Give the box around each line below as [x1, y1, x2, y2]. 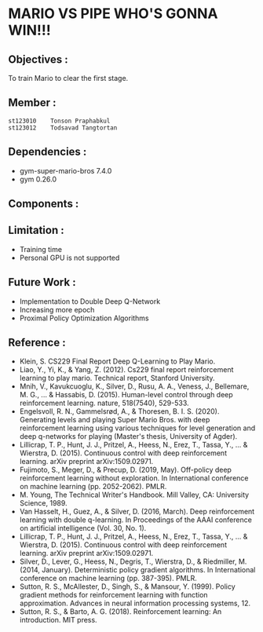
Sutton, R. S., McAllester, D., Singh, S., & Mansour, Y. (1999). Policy [19, 582, 236, 591]
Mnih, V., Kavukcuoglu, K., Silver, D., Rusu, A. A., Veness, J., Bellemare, [19, 382, 250, 391]
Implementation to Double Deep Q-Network [19, 296, 161, 306]
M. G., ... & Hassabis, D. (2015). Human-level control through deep [19, 390, 233, 400]
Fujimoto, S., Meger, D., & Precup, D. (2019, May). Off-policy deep [19, 465, 232, 475]
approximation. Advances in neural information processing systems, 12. [19, 598, 251, 608]
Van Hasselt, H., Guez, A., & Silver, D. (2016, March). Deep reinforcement [19, 507, 255, 517]
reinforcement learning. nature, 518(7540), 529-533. [19, 398, 190, 408]
